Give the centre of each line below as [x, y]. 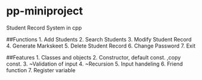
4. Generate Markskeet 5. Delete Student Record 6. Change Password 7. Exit [101, 46]
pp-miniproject [45, 11]
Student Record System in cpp [44, 28]
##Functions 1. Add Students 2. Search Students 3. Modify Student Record [99, 39]
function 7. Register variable [41, 70]
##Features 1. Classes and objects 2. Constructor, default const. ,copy [93, 57]
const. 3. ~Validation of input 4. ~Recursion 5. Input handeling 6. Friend [95, 64]
